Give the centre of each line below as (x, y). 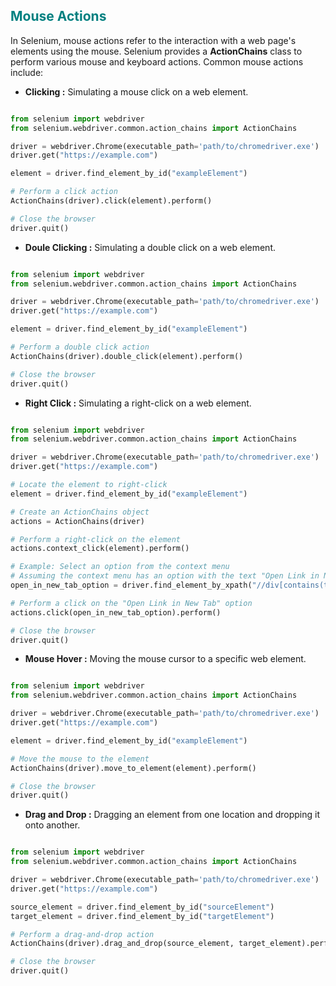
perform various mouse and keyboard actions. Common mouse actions (157, 61)
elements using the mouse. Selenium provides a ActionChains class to (156, 51)
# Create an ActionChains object (80, 512)
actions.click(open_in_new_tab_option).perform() (116, 612)
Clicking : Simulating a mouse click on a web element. (136, 91)
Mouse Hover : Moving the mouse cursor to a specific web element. (165, 659)
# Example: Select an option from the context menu (120, 567)
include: (27, 72)
